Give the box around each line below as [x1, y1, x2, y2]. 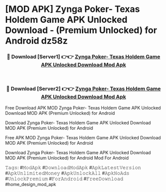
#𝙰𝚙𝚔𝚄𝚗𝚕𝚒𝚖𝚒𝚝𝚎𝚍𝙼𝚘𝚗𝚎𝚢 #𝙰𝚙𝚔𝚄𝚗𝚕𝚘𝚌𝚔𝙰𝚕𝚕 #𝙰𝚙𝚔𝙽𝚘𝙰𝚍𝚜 [5, 170, 130, 176]
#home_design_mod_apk [5, 181, 56, 187]
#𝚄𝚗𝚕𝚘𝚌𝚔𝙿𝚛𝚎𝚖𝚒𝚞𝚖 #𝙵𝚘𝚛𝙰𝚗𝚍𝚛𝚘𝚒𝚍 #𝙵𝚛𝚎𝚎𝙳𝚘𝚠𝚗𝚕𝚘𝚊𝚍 [5, 176, 123, 182]
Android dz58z [5, 35, 68, 47]
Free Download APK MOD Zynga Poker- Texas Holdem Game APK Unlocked [5, 104, 161, 110]
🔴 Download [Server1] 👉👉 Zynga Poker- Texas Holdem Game [6, 53, 161, 60]
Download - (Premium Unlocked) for [5, 25, 158, 36]
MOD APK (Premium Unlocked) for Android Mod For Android [5, 155, 129, 161]
